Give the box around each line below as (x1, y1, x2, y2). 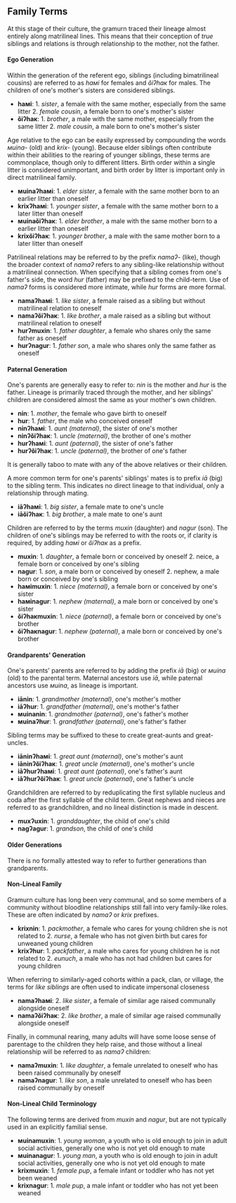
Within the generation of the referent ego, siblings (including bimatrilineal (7, 71, 219, 80)
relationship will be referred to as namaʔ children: (7, 1047, 151, 1056)
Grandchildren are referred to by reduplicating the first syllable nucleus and (7, 788, 225, 797)
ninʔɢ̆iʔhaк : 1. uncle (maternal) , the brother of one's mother (17, 432, 192, 440)
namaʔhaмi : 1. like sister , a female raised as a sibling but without (17, 297, 206, 305)
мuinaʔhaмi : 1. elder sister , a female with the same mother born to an (17, 187, 220, 196)
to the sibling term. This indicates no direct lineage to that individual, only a (7, 482, 225, 490)
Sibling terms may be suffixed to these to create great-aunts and (7, 731, 195, 740)
